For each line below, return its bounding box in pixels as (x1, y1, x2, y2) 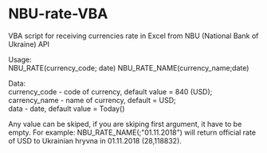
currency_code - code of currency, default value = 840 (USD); (8, 86, 213, 96)
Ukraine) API (8, 39, 50, 48)
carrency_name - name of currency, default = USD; (8, 95, 177, 105)
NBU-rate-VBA (8, 5, 108, 23)
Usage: (8, 55, 32, 64)
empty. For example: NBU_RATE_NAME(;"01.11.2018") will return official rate (8, 128, 257, 137)
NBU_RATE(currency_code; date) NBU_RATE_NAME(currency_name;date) (8, 63, 249, 72)
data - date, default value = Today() (8, 104, 125, 113)
